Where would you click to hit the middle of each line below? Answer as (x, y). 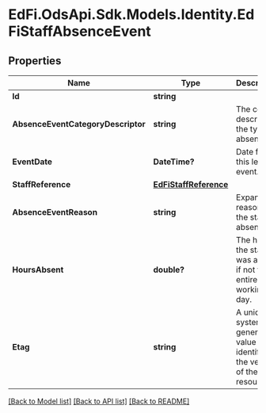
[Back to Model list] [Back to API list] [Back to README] (99, 401)
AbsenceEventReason (55, 212)
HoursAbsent (38, 270)
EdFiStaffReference (191, 184)
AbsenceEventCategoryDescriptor (79, 124)
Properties (35, 61)
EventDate (32, 162)
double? (169, 270)
